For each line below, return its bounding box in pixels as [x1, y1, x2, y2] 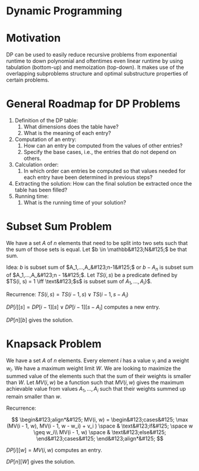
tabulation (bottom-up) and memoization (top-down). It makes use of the [6, 64, 184, 71]
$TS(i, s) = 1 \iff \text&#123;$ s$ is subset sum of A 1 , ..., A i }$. [6, 278, 152, 286]
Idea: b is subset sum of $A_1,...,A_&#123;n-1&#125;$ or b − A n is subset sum [6, 263, 194, 272]
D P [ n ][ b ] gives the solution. [6, 316, 74, 324]
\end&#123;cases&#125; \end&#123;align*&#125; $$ [36, 435, 164, 442]
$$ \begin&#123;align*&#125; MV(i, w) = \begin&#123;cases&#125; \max [11, 416, 188, 423]
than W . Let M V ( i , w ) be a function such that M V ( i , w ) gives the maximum [6, 379, 184, 386]
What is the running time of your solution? [23, 199, 127, 206]
